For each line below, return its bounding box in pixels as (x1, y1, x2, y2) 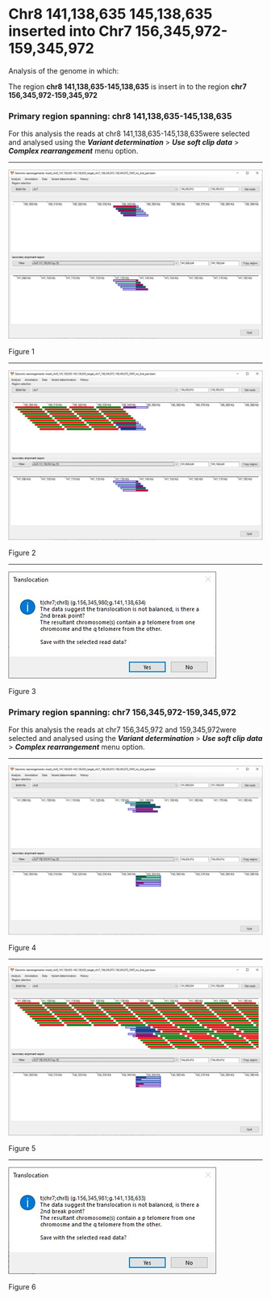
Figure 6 (8, 1282, 36, 1292)
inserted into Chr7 (8, 22, 132, 40)
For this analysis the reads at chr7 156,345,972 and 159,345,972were (8, 725, 237, 735)
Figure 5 (8, 1144, 36, 1154)
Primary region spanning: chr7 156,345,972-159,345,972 (8, 706, 236, 718)
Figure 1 (8, 347, 35, 357)
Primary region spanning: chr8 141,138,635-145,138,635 (8, 110, 232, 121)
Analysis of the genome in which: (8, 66, 119, 75)
